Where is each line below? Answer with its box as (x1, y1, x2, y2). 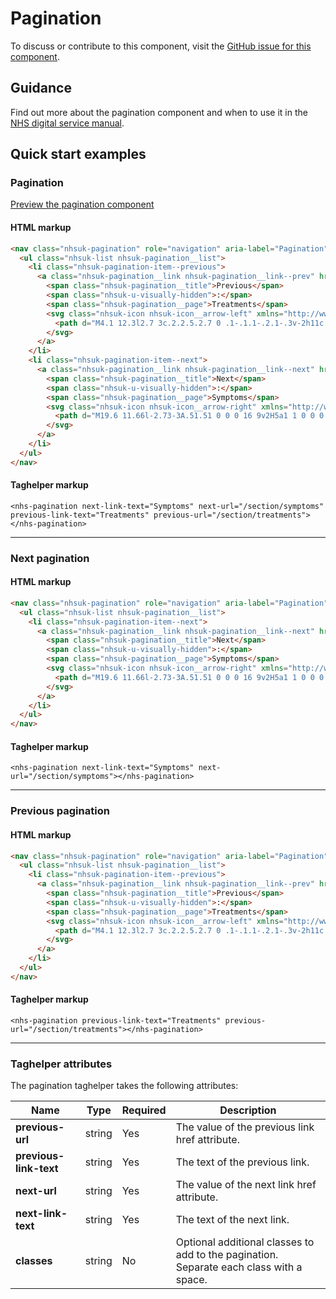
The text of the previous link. (175, 1155, 310, 1169)
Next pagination (10, 551, 90, 565)
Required (121, 1103, 167, 1117)
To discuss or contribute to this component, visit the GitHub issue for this (10, 40, 312, 52)
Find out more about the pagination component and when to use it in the (10, 106, 308, 118)
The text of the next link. (175, 1213, 290, 1227)
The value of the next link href (175, 1178, 317, 1192)
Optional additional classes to (175, 1235, 315, 1249)
